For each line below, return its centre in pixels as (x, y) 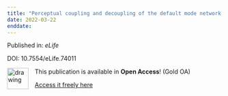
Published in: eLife (33, 46)
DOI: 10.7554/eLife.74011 (42, 59)
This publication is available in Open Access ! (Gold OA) (113, 71)
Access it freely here (64, 85)
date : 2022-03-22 (32, 20)
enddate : (19, 26)
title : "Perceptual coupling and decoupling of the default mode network (114, 13)
